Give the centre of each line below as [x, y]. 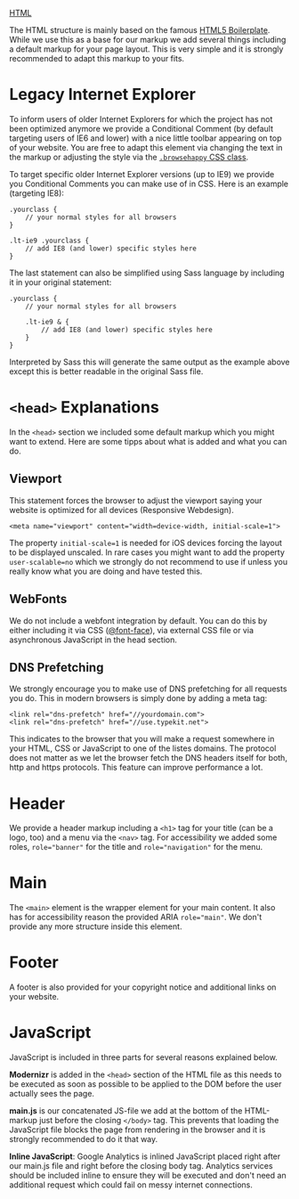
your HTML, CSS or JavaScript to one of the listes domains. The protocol [143, 748]
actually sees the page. [52, 1094]
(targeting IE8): [37, 193]
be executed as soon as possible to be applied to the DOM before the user [145, 1084]
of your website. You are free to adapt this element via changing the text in [146, 147]
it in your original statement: [61, 282]
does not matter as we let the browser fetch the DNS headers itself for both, [148, 758]
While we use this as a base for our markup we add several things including [148, 40]
